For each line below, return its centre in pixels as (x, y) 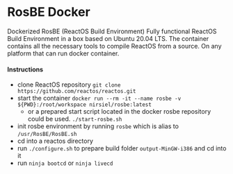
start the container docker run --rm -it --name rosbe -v (99, 98)
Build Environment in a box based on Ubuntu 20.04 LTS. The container (108, 38)
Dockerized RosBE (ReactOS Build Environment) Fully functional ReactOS (112, 31)
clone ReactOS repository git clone (69, 85)
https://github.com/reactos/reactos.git (77, 92)
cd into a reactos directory (55, 141)
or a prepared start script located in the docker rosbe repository (119, 112)
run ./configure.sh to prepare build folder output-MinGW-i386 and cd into (122, 148)
